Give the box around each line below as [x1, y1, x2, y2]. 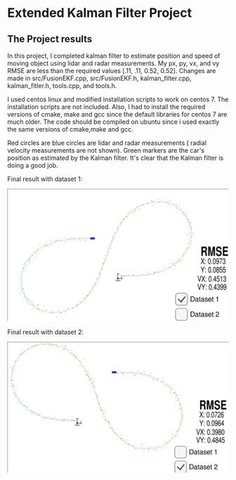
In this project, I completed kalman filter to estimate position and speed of [7, 51, 221, 60]
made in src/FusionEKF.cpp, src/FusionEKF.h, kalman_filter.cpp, [7, 74, 192, 82]
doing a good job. [7, 161, 58, 170]
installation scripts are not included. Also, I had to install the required [7, 103, 206, 110]
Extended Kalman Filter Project [7, 5, 192, 21]
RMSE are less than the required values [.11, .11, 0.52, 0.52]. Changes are [7, 67, 216, 75]
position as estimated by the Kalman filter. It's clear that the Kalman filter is [7, 153, 224, 162]
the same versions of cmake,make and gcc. [7, 125, 133, 133]
